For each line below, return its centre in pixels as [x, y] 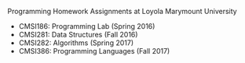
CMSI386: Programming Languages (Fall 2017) [94, 51]
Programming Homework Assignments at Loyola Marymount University [122, 11]
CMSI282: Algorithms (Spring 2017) [76, 43]
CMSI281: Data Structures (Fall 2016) [78, 35]
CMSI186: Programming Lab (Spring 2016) [87, 26]
